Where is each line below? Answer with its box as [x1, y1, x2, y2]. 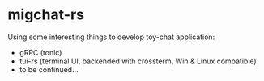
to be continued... [19, 64, 79, 74]
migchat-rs [7, 6, 84, 24]
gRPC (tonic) [19, 47, 62, 57]
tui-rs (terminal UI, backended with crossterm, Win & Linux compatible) [19, 56, 257, 66]
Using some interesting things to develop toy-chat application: [7, 32, 215, 42]
